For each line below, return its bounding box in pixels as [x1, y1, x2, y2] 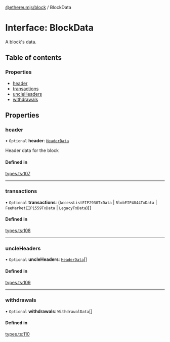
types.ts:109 [5, 279, 31, 285]
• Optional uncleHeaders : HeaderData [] [5, 256, 88, 262]
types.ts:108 [5, 227, 31, 234]
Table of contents [5, 53, 62, 62]
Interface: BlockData [5, 22, 94, 33]
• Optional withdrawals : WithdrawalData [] [5, 308, 93, 314]
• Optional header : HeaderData [5, 138, 69, 144]
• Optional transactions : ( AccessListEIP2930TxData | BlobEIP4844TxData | [5, 199, 157, 205]
